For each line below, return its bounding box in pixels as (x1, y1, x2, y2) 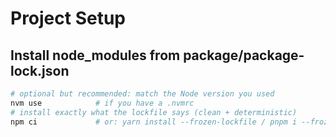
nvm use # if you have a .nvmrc (10, 98, 195, 108)
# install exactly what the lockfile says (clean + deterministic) (10, 107, 298, 117)
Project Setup (10, 7, 127, 30)
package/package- (183, 47, 305, 64)
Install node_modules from (10, 47, 181, 64)
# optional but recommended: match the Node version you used (10, 89, 275, 99)
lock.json (10, 62, 70, 79)
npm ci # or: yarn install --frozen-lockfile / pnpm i (10, 117, 298, 127)
